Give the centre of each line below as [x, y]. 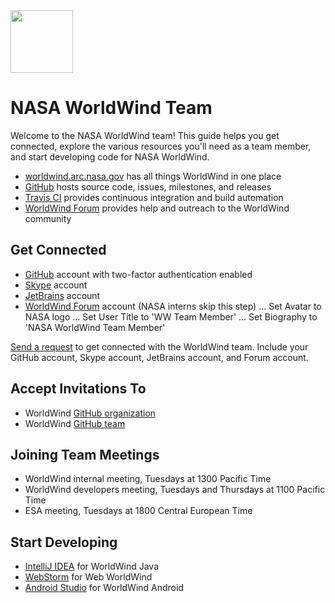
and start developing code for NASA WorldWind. [110, 156]
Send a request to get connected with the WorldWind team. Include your [159, 346]
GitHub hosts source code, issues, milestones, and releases [148, 186]
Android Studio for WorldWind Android [104, 588]
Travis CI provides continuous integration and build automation [154, 197]
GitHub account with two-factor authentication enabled [138, 274]
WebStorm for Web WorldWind [88, 577]
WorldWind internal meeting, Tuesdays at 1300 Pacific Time [148, 479]
